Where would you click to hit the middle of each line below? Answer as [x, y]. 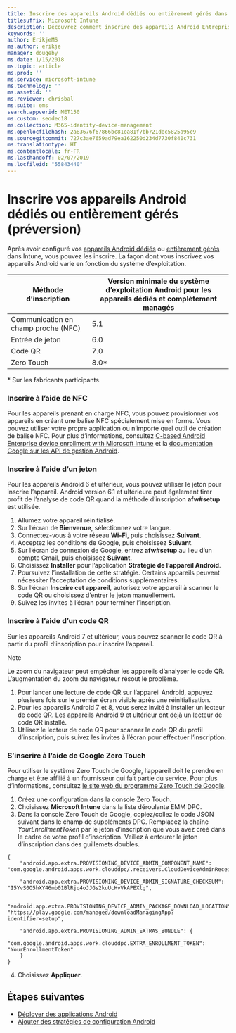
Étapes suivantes [46, 997]
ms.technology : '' [34, 86]
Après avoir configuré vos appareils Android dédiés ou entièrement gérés [113, 249]
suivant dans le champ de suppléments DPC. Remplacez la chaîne [113, 822]
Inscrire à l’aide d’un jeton [52, 469]
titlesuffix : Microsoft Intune [53, 20]
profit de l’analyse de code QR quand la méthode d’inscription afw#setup [114, 499]
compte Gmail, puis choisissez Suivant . [74, 558]
